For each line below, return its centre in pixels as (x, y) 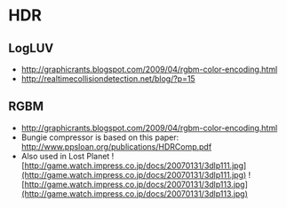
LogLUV (31, 48)
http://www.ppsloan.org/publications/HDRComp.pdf (116, 146)
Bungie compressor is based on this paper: (100, 137)
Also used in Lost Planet (65, 156)
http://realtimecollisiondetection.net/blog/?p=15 (108, 79)
